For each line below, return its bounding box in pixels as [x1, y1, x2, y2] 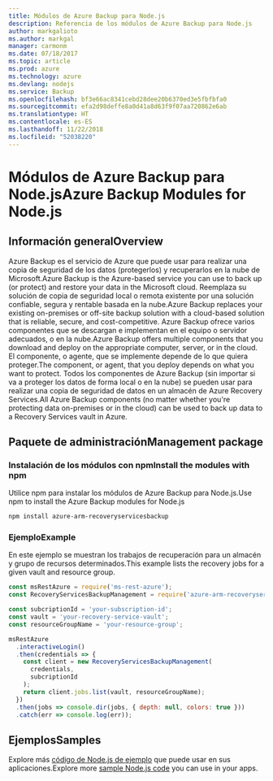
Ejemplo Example [8, 532, 76, 543]
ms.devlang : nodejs [8, 80, 75, 88]
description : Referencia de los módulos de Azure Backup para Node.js [8, 20, 253, 28]
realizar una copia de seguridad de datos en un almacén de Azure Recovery [8, 385, 262, 395]
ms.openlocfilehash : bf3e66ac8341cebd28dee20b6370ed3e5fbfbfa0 [8, 95, 227, 103]
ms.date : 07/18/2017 [8, 50, 79, 58]
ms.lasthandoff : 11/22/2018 [8, 125, 104, 133]
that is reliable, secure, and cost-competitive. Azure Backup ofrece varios [8, 316, 255, 326]
